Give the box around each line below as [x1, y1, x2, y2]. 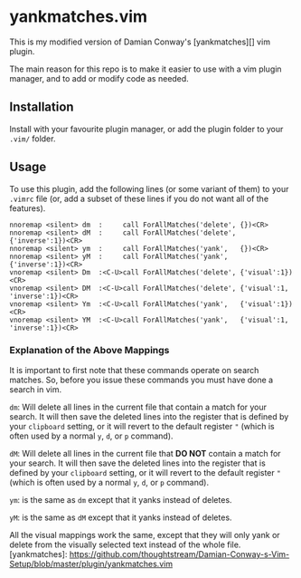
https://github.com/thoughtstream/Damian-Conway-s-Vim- [69, 548, 290, 559]
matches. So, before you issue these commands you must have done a [9, 374, 274, 385]
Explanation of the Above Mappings [9, 344, 170, 357]
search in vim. [9, 383, 61, 395]
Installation [9, 100, 74, 115]
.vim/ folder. [9, 133, 56, 144]
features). [9, 202, 46, 214]
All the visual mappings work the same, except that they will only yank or [9, 529, 280, 540]
